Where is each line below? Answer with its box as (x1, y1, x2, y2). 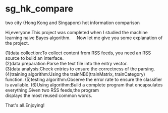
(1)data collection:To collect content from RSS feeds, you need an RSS (5, 50, 151, 56)
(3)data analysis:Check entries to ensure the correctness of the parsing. (5, 66, 155, 72)
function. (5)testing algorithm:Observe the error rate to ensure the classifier (5, 76, 162, 82)
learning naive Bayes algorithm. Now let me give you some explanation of (5, 35, 163, 41)
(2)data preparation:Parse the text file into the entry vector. (5, 60, 128, 66)
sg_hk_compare (5, 3, 74, 15)
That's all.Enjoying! (5, 102, 45, 108)
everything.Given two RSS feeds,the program (5, 87, 99, 93)
